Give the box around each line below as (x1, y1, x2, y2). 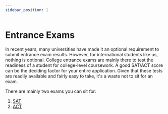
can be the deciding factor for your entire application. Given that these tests (5, 67, 163, 73)
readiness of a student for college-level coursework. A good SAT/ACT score (5, 62, 163, 68)
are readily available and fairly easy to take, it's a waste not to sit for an (5, 73, 153, 79)
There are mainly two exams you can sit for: (5, 88, 97, 94)
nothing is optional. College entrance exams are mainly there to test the (5, 57, 154, 63)
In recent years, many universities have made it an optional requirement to (5, 46, 159, 52)
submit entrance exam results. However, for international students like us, (5, 51, 158, 57)
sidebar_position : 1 (5, 7, 49, 13)
